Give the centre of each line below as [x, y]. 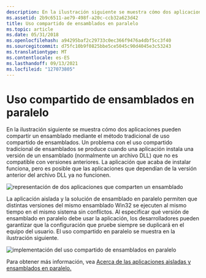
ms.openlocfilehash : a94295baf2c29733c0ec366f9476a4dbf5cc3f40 [89, 41]
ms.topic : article [30, 29]
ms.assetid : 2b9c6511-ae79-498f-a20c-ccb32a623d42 [72, 18]
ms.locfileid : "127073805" [41, 69]
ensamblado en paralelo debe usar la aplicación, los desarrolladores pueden [103, 218]
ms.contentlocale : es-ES [38, 58]
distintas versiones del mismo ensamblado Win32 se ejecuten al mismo [97, 206]
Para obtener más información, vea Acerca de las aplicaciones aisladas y [99, 262]
